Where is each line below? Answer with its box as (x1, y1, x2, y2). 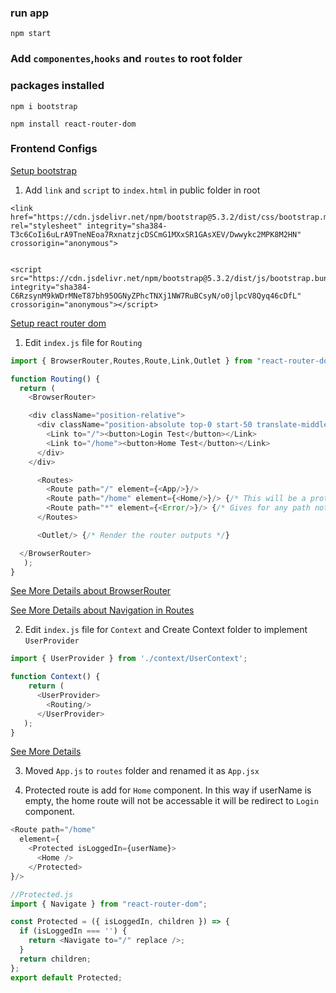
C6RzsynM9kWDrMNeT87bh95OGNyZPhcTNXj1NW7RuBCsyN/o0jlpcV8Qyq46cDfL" (10, 291, 302, 301)
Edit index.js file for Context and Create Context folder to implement (24, 624, 308, 636)
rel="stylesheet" (10, 221, 83, 231)
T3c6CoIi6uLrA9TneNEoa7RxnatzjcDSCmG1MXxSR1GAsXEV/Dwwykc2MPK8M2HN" (10, 229, 302, 240)
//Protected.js (10, 889, 74, 900)
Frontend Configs (10, 142, 98, 156)
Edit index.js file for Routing (24, 336, 143, 348)
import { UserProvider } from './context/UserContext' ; (10, 654, 248, 664)
